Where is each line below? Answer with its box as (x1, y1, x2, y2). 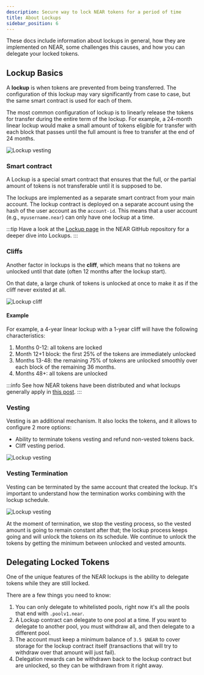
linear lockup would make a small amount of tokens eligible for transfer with (6, 122, 197, 129)
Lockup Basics (6, 68, 64, 78)
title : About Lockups (6, 15, 62, 21)
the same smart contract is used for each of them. (6, 97, 133, 105)
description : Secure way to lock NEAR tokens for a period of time (6, 9, 182, 15)
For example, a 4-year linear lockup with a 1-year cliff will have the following (6, 325, 198, 333)
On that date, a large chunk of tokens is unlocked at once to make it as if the (6, 279, 199, 287)
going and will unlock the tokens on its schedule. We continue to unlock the (6, 533, 197, 540)
